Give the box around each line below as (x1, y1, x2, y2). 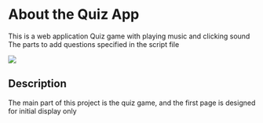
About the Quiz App (8, 5, 140, 24)
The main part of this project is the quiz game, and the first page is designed (8, 98, 256, 107)
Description (8, 77, 67, 91)
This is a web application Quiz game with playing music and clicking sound (8, 31, 250, 41)
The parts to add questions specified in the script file (8, 39, 180, 49)
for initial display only (8, 106, 77, 115)
